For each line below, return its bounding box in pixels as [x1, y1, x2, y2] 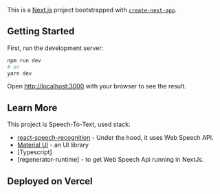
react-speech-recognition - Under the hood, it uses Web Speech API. [16, 134, 214, 142]
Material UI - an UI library [16, 141, 89, 149]
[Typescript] [16, 148, 53, 156]
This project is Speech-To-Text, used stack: [7, 120, 131, 129]
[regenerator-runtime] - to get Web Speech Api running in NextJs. [16, 156, 204, 164]
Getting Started [7, 25, 75, 37]
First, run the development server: [7, 44, 104, 52]
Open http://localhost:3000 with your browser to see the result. [7, 82, 187, 90]
